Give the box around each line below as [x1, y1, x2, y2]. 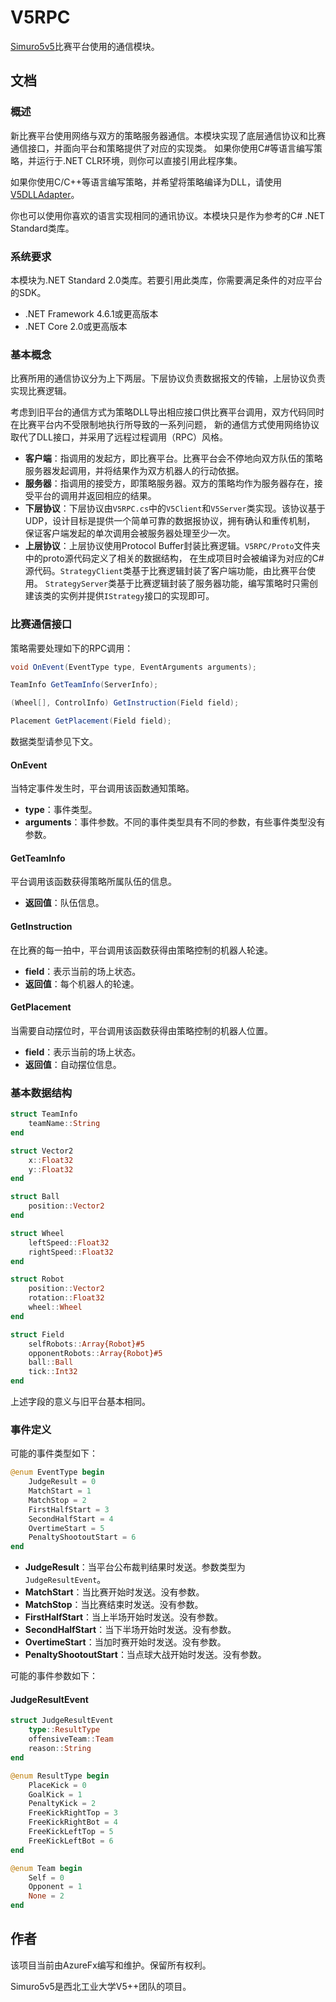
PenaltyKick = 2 [28, 1799, 97, 1809]
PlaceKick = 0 [28, 1780, 87, 1790]
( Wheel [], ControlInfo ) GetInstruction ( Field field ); [10, 698, 240, 708]
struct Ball [10, 1192, 60, 1202]
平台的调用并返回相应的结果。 [33, 490, 157, 502]
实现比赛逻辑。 [10, 385, 72, 397]
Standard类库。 [10, 222, 75, 234]
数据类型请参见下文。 [10, 736, 98, 748]
